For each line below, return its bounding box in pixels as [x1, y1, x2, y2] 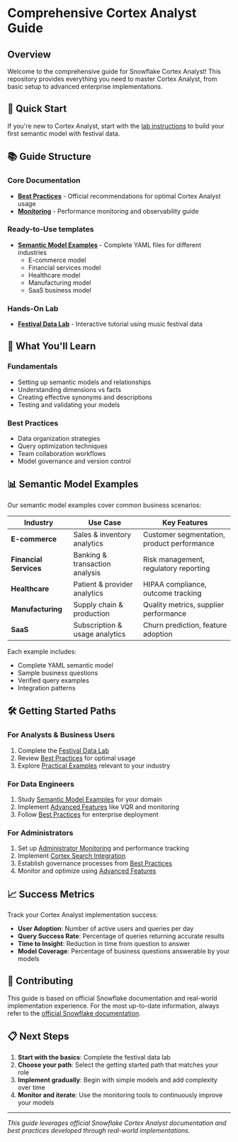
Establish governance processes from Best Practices [17, 859, 172, 868]
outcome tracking [142, 588, 202, 598]
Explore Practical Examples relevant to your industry [17, 761, 171, 770]
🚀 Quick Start [7, 103, 67, 115]
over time [17, 1083, 46, 1092]
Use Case [88, 517, 122, 527]
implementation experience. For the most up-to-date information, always [7, 1001, 220, 1010]
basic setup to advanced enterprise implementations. [7, 82, 163, 90]
